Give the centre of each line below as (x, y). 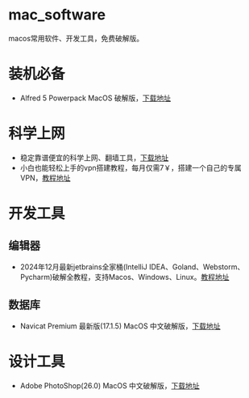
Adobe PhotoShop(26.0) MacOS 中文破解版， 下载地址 (110, 385)
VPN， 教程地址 (45, 178)
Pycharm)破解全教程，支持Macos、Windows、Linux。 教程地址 (124, 277)
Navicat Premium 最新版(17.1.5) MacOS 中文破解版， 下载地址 (120, 326)
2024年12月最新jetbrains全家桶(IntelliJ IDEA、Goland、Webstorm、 (132, 267)
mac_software (57, 15)
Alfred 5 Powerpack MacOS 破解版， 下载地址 (95, 98)
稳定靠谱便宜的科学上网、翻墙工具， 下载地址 (94, 157)
